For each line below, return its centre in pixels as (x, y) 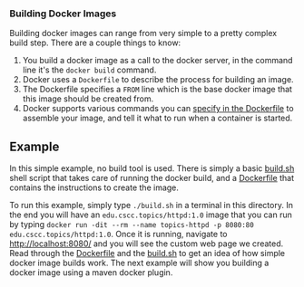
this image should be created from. (88, 99)
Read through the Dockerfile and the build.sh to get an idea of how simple (147, 254)
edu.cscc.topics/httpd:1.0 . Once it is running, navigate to (118, 234)
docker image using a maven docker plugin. (91, 273)
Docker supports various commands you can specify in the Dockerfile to (158, 109)
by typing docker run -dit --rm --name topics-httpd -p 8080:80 (132, 225)
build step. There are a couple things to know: (95, 43)
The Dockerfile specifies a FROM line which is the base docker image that (157, 90)
